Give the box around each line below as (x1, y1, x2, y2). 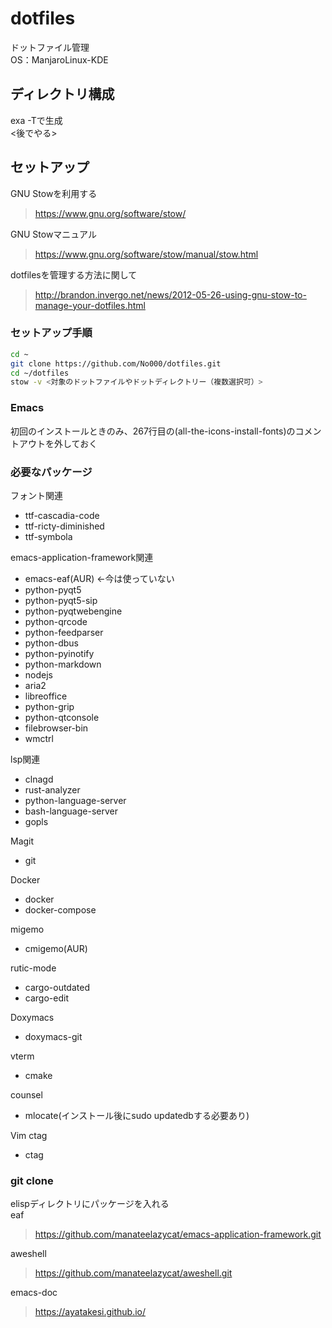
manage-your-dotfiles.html (34, 299, 146, 311)
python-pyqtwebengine (24, 605, 123, 617)
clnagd (24, 773, 54, 785)
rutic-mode (10, 962, 57, 974)
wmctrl (24, 732, 54, 744)
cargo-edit (24, 992, 69, 1004)
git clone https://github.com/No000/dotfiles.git (10, 358, 222, 369)
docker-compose (24, 903, 97, 916)
